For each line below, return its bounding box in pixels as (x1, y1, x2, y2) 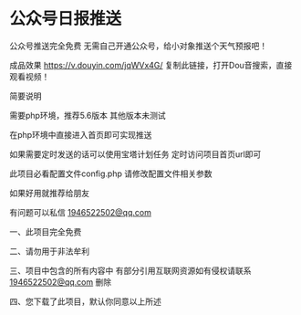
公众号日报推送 (9, 8, 122, 29)
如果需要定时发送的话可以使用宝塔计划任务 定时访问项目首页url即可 (9, 148, 262, 160)
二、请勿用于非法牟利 (9, 246, 89, 257)
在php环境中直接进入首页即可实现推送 (9, 129, 152, 140)
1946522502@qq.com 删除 (9, 276, 112, 288)
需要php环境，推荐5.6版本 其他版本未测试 (9, 110, 166, 121)
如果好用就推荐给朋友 (9, 187, 89, 198)
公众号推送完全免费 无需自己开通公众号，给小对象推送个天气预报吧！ (9, 40, 267, 51)
